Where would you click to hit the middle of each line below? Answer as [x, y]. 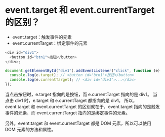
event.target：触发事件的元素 [42, 37]
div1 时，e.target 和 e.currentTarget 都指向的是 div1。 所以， [76, 101]
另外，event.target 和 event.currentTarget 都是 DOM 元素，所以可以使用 [78, 123]
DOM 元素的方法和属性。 [30, 130]
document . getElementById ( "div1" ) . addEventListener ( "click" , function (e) [83, 70]
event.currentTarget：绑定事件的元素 [50, 43]
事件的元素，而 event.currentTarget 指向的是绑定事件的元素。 [67, 113]
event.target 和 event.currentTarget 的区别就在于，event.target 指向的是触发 [82, 107]
